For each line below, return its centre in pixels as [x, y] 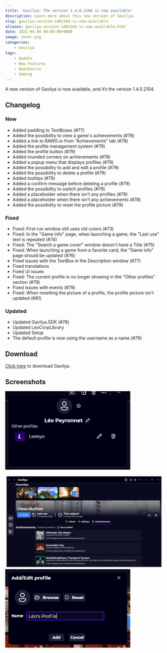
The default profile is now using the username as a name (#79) [77, 338]
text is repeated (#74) [35, 240]
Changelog [23, 105]
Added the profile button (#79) [44, 151]
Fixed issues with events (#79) [44, 288]
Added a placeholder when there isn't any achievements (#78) [76, 199]
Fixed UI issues [28, 272]
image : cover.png [23, 37]
